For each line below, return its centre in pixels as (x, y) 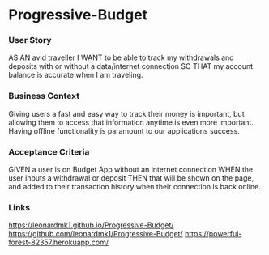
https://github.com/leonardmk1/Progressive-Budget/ (96, 234)
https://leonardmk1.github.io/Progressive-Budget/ (91, 225)
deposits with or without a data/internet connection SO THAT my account (131, 66)
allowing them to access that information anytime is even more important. (131, 122)
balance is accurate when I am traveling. (76, 75)
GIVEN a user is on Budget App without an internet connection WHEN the (131, 170)
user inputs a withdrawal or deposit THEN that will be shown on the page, (131, 178)
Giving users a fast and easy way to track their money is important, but (126, 113)
